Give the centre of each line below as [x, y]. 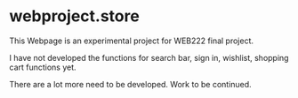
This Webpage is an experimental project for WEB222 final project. [132, 41]
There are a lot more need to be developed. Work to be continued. [130, 84]
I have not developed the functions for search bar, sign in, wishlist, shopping [149, 57]
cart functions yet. [43, 67]
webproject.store [74, 16]
